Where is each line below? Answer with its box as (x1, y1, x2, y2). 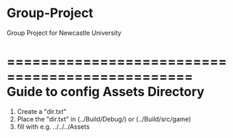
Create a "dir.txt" (16, 107, 67, 115)
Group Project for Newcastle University (6, 28, 122, 37)
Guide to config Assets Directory (6, 84, 204, 100)
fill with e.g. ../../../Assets (16, 122, 90, 131)
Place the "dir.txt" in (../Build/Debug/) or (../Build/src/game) (16, 115, 192, 123)
